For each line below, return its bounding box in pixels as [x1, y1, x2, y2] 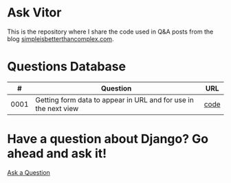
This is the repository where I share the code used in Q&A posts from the [7, 27, 214, 36]
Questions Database [7, 59, 126, 75]
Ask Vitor [7, 5, 62, 21]
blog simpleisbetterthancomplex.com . [7, 34, 115, 42]
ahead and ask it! [7, 146, 107, 162]
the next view [35, 103, 79, 113]
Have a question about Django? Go [7, 132, 208, 147]
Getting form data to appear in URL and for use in [35, 95, 194, 104]
